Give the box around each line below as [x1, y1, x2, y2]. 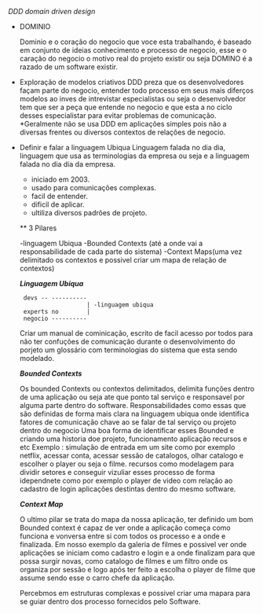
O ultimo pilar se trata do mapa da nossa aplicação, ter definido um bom [19, 515, 254, 524]
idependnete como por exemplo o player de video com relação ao [19, 476, 233, 485]
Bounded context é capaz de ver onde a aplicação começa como [19, 523, 231, 532]
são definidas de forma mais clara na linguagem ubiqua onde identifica [19, 409, 250, 418]
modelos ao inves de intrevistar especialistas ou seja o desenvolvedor [19, 94, 247, 103]
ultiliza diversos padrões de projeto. [31, 208, 148, 217]
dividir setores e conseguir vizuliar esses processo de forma [19, 468, 216, 476]
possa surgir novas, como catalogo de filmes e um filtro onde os [19, 557, 228, 565]
